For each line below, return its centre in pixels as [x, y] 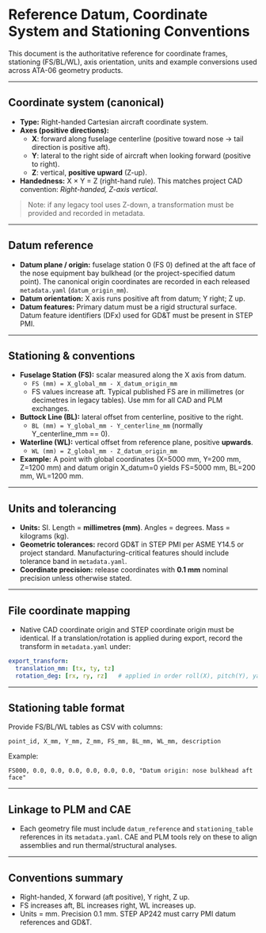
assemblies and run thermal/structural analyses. [98, 846]
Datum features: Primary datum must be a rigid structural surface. [128, 306]
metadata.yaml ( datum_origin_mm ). [74, 290]
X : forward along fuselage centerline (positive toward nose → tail [137, 138]
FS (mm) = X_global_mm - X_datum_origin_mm [104, 384]
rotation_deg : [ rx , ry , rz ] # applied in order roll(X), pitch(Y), [132, 676]
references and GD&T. [56, 923]
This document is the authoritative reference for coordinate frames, [118, 53]
